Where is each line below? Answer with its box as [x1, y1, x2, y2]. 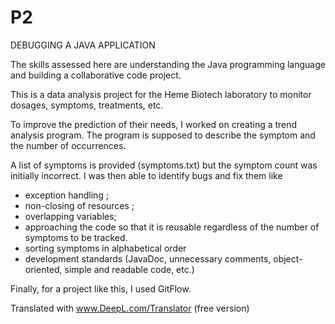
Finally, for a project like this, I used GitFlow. [10, 282, 192, 295]
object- [273, 252, 303, 265]
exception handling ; [24, 189, 110, 201]
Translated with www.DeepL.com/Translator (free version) [10, 302, 250, 314]
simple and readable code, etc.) [64, 263, 195, 275]
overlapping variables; [24, 210, 117, 222]
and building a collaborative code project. [10, 69, 182, 81]
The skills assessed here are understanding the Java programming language [10, 58, 326, 70]
